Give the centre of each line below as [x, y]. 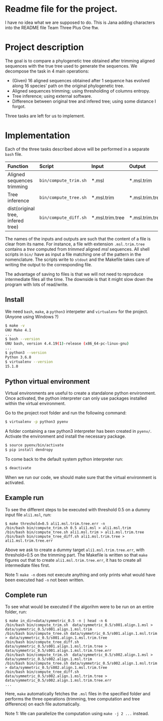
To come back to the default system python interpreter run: [64, 459]
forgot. [19, 106]
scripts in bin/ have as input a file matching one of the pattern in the [73, 254]
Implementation [38, 136]
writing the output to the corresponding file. [49, 264]
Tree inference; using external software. [52, 96]
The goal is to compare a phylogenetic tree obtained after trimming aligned [80, 61]
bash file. [14, 154]
